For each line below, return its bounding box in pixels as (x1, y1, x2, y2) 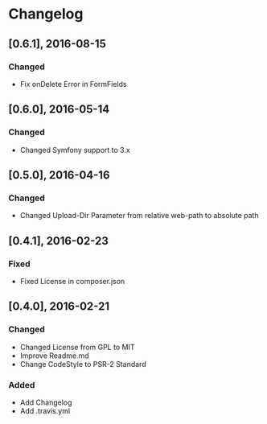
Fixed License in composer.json (19, 276, 125, 286)
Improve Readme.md (19, 351, 90, 360)
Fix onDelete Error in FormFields (19, 79, 127, 89)
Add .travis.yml (19, 405, 71, 415)
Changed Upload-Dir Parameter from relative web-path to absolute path (19, 211, 259, 220)
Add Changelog (19, 397, 72, 407)
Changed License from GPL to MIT (19, 342, 135, 352)
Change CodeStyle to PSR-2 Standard (19, 359, 146, 368)
